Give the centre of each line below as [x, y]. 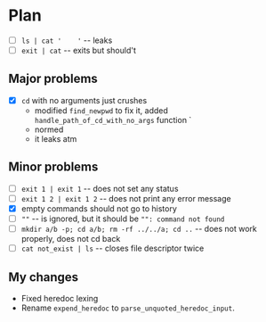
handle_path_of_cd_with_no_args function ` [113, 120]
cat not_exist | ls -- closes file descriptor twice [113, 248]
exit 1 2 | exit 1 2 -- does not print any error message [126, 198]
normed [49, 129]
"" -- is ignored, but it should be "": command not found [123, 219]
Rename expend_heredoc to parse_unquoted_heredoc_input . [128, 308]
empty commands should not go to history [99, 208]
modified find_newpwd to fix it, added [101, 110]
